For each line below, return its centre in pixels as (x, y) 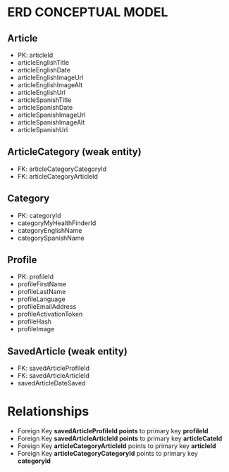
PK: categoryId (39, 215)
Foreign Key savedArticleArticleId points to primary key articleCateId (120, 439)
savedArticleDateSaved (51, 383)
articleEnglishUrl (41, 93)
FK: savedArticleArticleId (54, 376)
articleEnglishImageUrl (50, 77)
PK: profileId (36, 277)
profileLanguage (41, 299)
